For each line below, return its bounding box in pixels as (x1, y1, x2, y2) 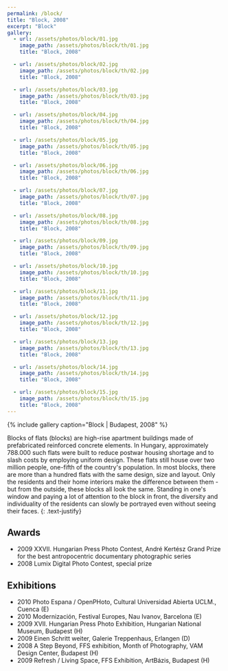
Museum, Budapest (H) (16, 627, 83, 635)
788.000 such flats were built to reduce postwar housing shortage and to (7, 448, 214, 456)
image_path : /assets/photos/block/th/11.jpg (19, 294, 149, 301)
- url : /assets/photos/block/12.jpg (13, 313, 118, 320)
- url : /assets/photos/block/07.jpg (13, 187, 118, 194)
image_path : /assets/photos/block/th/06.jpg (19, 168, 149, 175)
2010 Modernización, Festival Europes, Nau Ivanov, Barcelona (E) (16, 613, 203, 621)
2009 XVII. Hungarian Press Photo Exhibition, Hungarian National (16, 620, 201, 628)
